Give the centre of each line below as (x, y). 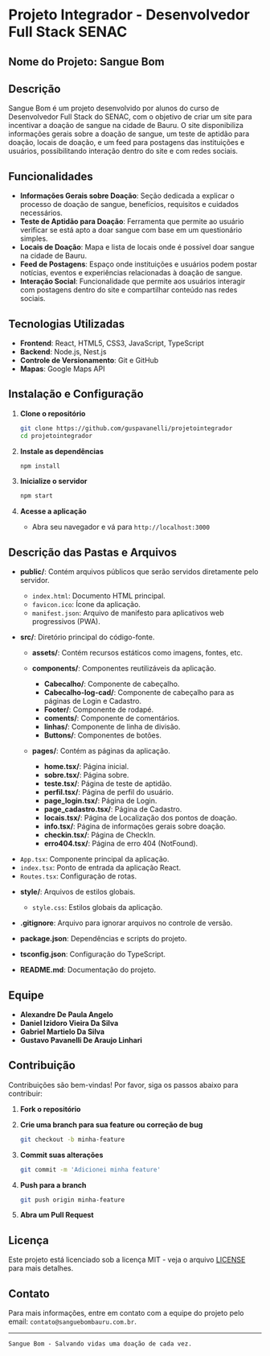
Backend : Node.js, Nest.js (63, 352)
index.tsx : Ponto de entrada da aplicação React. (100, 868)
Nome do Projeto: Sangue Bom (86, 62)
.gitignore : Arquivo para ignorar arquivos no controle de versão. (126, 923)
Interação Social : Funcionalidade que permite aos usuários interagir (133, 281)
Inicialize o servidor (53, 482)
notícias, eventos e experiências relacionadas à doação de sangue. (131, 273)
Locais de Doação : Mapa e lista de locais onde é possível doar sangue (137, 247)
